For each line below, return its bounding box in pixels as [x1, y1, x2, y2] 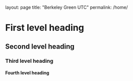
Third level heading [5, 57, 54, 64]
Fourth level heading [5, 70, 49, 76]
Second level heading [5, 42, 75, 51]
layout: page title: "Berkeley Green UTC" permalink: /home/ [5, 5, 128, 10]
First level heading [5, 22, 84, 33]
